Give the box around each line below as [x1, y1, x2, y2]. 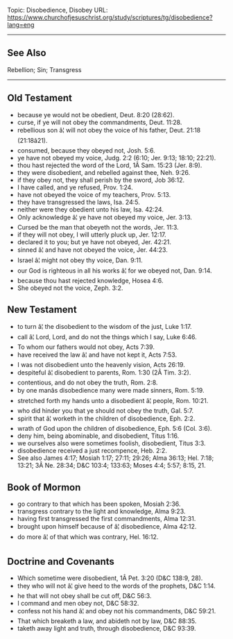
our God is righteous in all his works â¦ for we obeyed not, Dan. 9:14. [17, 266, 213, 275]
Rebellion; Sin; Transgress [7, 65, 82, 74]
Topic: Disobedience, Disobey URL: [7, 6, 108, 14]
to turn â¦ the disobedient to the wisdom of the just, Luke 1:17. [17, 323, 192, 331]
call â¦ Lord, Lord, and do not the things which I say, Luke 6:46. [17, 333, 197, 341]
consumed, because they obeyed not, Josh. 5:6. [17, 146, 156, 155]
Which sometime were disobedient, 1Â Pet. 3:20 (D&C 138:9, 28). [17, 574, 203, 582]
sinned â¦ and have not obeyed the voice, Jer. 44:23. [17, 246, 168, 254]
